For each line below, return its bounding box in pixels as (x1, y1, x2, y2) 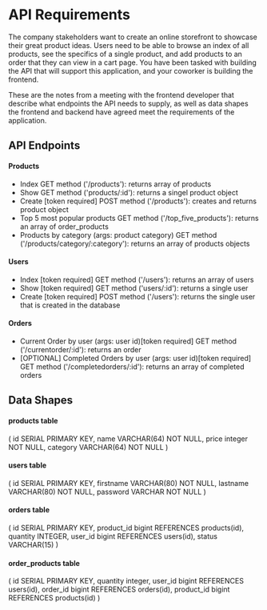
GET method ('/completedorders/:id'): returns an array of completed (19, 362, 245, 371)
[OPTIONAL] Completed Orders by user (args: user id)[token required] (19, 353, 252, 363)
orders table (8, 505, 50, 515)
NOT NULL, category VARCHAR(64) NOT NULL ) (8, 442, 169, 451)
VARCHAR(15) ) (8, 540, 58, 549)
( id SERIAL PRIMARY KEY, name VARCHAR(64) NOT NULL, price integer (8, 434, 248, 443)
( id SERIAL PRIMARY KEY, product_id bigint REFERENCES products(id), (8, 523, 245, 532)
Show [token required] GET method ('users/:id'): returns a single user (19, 283, 249, 293)
